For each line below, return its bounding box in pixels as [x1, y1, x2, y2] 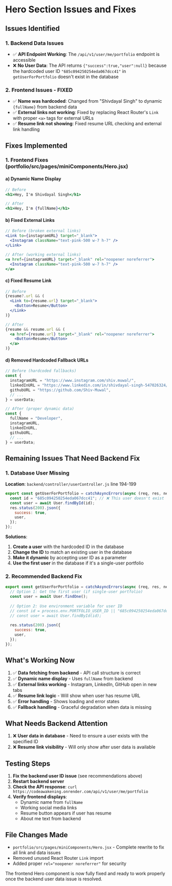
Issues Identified [5, 24, 60, 33]
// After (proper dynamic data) [5, 406, 74, 411]
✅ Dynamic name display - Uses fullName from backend [12, 675, 133, 682]
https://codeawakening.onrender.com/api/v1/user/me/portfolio [12, 789, 148, 795]
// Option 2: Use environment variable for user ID [10, 604, 123, 609]
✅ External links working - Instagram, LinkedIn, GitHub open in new [12, 681, 157, 687]
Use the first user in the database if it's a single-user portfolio [12, 560, 144, 566]
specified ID [12, 739, 38, 745]
